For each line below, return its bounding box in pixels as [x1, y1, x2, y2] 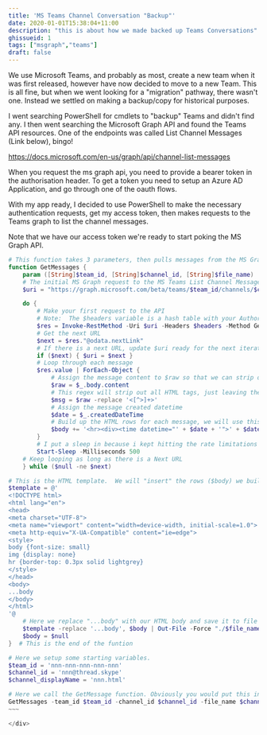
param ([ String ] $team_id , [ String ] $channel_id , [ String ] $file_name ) [22, 270, 254, 278]
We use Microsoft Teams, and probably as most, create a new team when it [8, 71, 255, 80]
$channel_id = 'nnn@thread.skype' [8, 669, 123, 677]
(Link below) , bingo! [8, 137, 74, 146]
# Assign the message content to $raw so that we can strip [50, 374, 254, 382]
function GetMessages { [8, 263, 87, 271]
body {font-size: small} [8, 543, 91, 551]
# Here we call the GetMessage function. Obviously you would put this [8, 690, 250, 698]
